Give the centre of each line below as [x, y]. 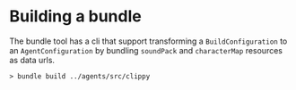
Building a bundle [75, 16]
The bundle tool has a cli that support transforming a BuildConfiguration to [148, 41]
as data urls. [32, 60]
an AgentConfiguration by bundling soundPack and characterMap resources [146, 50]
